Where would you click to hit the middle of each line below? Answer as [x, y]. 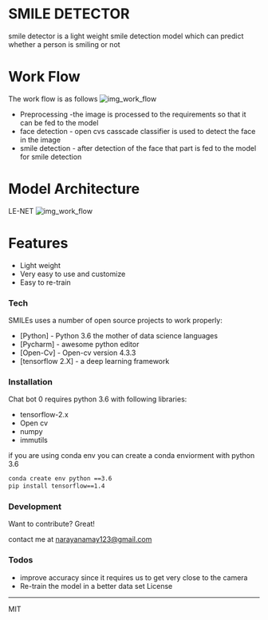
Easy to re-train [45, 282]
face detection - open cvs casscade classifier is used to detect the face [138, 131]
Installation [31, 381]
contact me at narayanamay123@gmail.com [80, 539]
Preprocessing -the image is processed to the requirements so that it [133, 114]
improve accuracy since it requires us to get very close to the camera [134, 577]
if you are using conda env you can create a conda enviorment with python [132, 456]
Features [38, 243]
